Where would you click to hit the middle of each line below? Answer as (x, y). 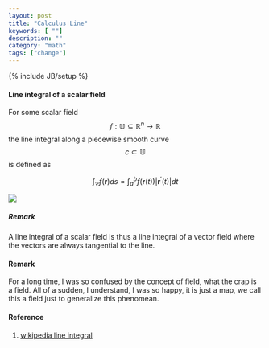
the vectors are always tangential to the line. (82, 245)
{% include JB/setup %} (48, 76)
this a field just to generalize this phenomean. (84, 299)
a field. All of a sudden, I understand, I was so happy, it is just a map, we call (135, 290)
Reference (26, 317)
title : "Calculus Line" (48, 23)
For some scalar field (43, 113)
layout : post (30, 16)
